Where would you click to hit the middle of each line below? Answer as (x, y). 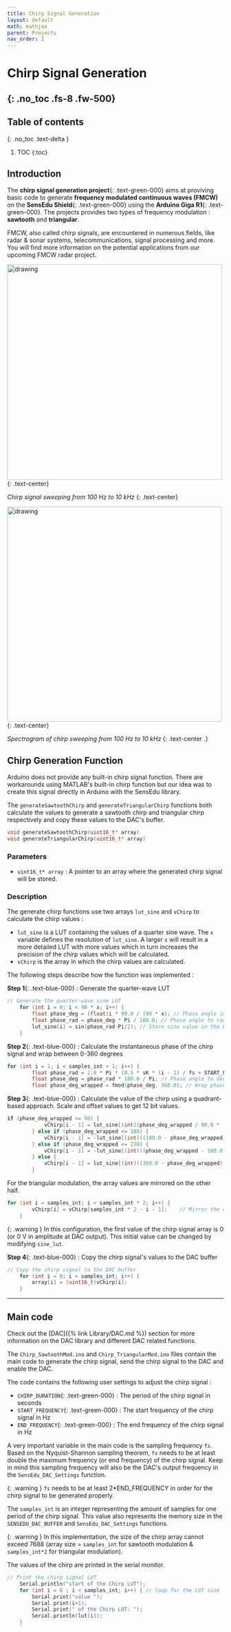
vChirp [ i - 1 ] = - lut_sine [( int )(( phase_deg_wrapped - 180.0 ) (135, 1151)
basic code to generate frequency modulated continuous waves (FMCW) (113, 198)
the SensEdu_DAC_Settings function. (57, 1475)
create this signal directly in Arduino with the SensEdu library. (94, 792)
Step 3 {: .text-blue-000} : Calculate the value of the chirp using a (100, 1099)
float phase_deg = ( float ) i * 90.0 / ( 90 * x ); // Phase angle (124, 1014)
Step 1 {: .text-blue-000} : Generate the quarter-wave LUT (89, 988)
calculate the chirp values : (45, 919)
